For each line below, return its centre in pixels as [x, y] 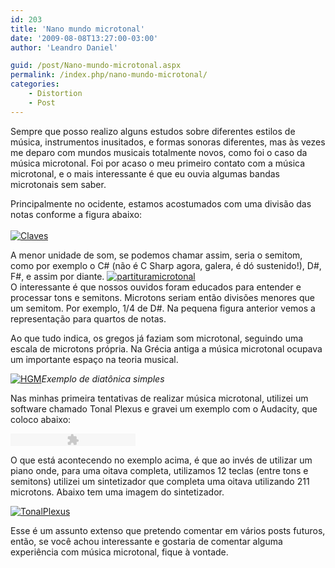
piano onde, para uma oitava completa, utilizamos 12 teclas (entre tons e [159, 470]
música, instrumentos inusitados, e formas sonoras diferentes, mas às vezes [168, 142]
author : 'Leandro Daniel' [64, 47]
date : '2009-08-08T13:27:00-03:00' [84, 38]
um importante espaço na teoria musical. [94, 359]
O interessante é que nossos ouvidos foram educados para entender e [156, 287]
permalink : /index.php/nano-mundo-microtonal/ [109, 75]
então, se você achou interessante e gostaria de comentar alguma [146, 541]
